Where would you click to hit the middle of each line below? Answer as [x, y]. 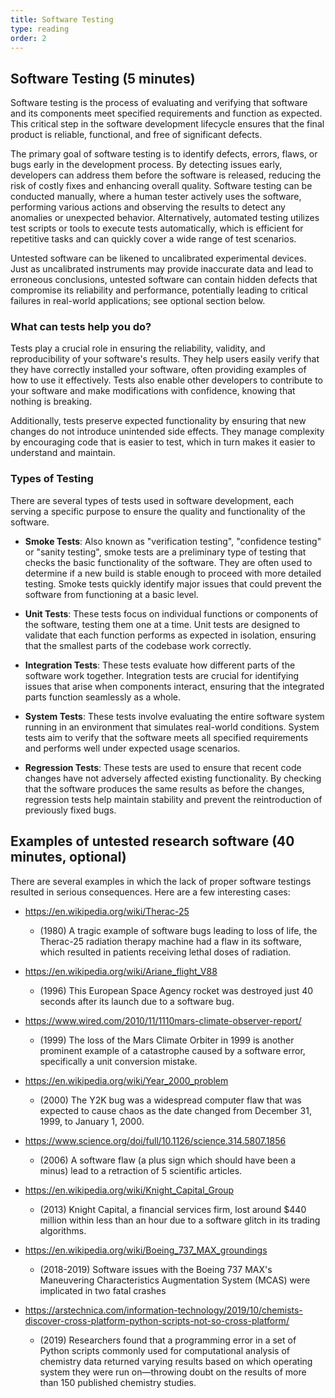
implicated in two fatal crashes [103, 1290]
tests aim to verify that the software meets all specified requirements [166, 737]
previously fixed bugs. [70, 810]
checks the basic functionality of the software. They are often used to [168, 562]
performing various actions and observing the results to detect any [148, 207]
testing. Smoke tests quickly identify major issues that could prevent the [173, 583]
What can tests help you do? [81, 327]
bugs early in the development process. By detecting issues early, [146, 165]
